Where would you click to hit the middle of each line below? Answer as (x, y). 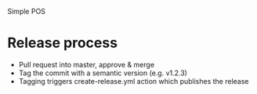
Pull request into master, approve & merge (86, 64)
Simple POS (27, 11)
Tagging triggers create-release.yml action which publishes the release (134, 81)
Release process (63, 43)
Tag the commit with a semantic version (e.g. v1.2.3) (103, 73)
